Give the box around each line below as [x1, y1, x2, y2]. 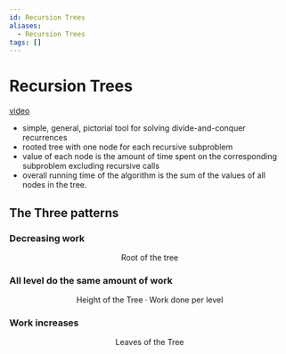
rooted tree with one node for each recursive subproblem [21, 141, 233, 152]
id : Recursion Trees [9, 12, 86, 22]
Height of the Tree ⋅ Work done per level [76, 294, 224, 305]
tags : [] [9, 37, 42, 47]
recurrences [21, 133, 68, 143]
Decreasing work [9, 232, 85, 245]
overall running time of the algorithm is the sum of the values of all [21, 170, 266, 181]
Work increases [9, 317, 79, 329]
